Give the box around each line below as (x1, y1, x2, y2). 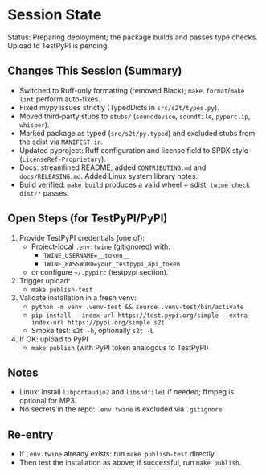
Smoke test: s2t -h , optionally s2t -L (31, 325, 154, 335)
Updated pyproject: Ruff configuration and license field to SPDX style (18, 145, 248, 155)
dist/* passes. (18, 188, 69, 198)
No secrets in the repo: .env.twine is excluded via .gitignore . (18, 404, 224, 414)
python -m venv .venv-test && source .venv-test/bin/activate (31, 303, 244, 311)
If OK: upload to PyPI (18, 334, 89, 344)
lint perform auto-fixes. (18, 94, 101, 104)
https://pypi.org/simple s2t (67, 318, 166, 327)
